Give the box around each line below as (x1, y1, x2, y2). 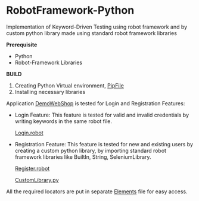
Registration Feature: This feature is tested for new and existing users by (14, 140, 194, 147)
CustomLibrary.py (14, 176, 59, 183)
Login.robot (14, 129, 43, 136)
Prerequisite (6, 41, 38, 48)
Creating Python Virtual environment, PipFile (14, 81, 124, 89)
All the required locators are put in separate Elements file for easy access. (6, 188, 188, 195)
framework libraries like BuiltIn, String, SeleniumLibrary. (14, 153, 151, 161)
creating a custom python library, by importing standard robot (14, 147, 167, 154)
